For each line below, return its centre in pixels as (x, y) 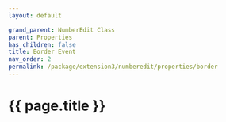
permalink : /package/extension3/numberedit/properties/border (113, 67)
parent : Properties (40, 37)
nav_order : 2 (30, 59)
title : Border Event (42, 52)
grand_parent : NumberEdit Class (61, 30)
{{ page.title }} (57, 106)
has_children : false (42, 44)
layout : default (35, 15)
